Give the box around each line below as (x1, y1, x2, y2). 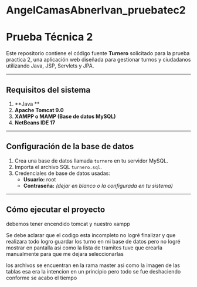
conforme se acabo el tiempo (6, 274, 77, 281)
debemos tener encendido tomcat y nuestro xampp (6, 220, 130, 227)
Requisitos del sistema (6, 85, 91, 94)
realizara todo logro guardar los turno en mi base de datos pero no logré (6, 238, 181, 245)
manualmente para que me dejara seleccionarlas (6, 250, 124, 257)
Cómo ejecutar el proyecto (6, 205, 106, 215)
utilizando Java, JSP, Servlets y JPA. (6, 62, 94, 69)
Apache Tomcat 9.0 (14, 106, 64, 113)
